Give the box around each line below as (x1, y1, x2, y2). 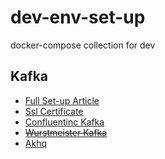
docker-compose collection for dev (10, 39, 156, 51)
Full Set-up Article (24, 94, 100, 106)
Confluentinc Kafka (24, 116, 105, 128)
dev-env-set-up (10, 6, 146, 29)
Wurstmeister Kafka (24, 126, 108, 138)
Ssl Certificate (24, 105, 84, 117)
